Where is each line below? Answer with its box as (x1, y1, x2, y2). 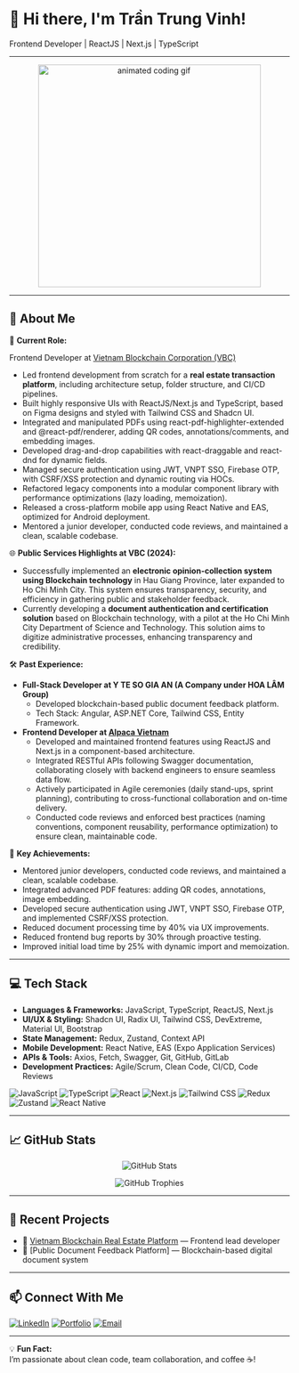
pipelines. (21, 388, 59, 399)
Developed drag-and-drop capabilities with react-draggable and (21, 445, 258, 456)
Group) (21, 688, 49, 699)
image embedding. (21, 893, 92, 904)
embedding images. (21, 435, 95, 446)
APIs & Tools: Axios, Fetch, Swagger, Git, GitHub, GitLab (21, 1052, 230, 1062)
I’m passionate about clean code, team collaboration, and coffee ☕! (9, 1354, 256, 1364)
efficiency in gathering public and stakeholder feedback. (21, 593, 230, 605)
